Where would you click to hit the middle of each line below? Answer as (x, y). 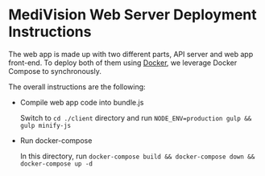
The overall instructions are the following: (77, 87)
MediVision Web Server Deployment (133, 15)
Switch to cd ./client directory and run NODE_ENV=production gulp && (136, 117)
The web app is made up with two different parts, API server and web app (131, 54)
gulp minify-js (46, 125)
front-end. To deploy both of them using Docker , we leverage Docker (123, 63)
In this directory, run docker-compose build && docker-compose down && (137, 156)
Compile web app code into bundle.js (82, 102)
